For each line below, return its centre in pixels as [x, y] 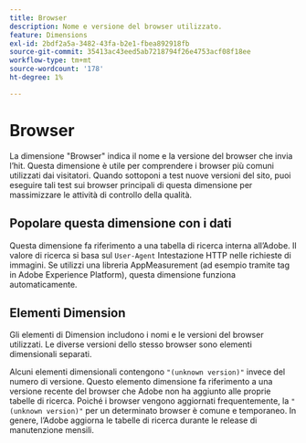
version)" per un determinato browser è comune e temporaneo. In [171, 411]
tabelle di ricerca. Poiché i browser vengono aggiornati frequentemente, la [149, 401]
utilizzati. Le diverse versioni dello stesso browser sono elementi [131, 344]
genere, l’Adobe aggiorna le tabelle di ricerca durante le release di [133, 420]
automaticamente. [43, 284]
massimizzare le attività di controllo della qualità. [101, 195]
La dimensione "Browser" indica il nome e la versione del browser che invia [151, 155]
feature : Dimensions [49, 35]
